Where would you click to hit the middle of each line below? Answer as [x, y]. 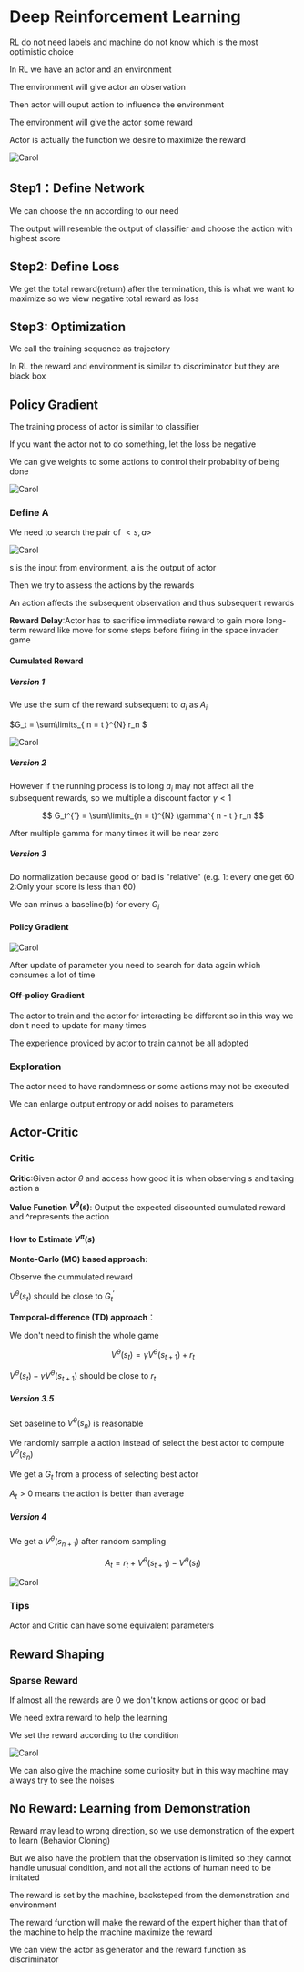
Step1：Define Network [77, 188]
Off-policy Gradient [47, 996]
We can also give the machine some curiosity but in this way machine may [149, 1770]
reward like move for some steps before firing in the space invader [153, 631]
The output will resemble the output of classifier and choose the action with [151, 228]
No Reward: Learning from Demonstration [130, 1809]
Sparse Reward [44, 1680]
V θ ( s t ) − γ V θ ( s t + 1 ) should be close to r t [83, 1376]
